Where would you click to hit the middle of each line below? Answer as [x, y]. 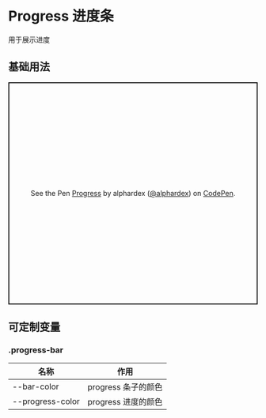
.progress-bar [36, 350]
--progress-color [46, 401]
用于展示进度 [29, 40]
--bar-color [36, 386]
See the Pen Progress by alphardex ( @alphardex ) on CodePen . [133, 194]
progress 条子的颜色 [125, 387]
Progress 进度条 [61, 16]
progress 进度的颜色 [125, 402]
